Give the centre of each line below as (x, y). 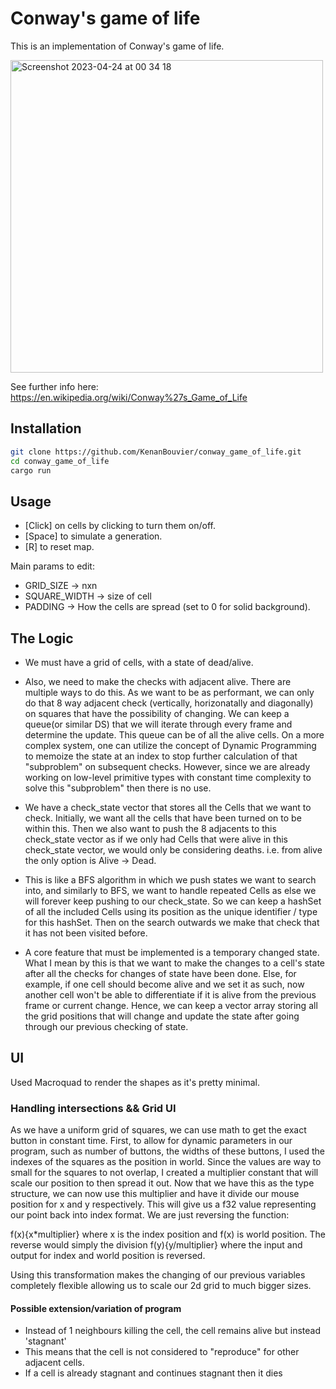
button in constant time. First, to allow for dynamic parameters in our (151, 1141)
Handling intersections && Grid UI (93, 1108)
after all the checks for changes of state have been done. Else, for (160, 973)
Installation (46, 428)
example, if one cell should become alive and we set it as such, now (164, 984)
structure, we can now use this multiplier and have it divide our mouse (155, 1194)
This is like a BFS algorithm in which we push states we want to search (170, 880)
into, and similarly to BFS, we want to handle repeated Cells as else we (170, 890)
